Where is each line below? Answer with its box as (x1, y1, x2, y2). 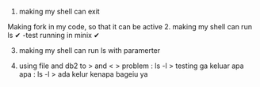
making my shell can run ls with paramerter (18, 46, 161, 55)
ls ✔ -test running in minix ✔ (7, 31, 100, 40)
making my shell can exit (18, 7, 100, 16)
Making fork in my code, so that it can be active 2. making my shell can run (7, 22, 253, 31)
